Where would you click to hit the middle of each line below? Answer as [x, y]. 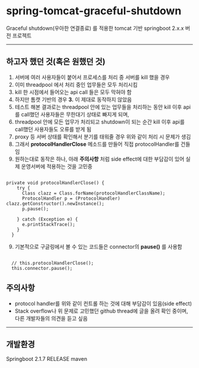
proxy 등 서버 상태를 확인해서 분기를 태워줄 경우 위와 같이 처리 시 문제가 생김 [103, 136]
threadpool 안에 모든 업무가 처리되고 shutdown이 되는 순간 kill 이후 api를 [99, 122]
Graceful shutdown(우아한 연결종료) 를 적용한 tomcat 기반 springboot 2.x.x [95, 28]
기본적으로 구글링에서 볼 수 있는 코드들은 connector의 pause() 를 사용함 [98, 246]
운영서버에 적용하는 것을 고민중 [57, 166]
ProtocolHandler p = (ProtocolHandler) [71, 198]
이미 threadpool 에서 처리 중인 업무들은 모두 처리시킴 [76, 84]
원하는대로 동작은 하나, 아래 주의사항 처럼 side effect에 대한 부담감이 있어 [99, 159]
